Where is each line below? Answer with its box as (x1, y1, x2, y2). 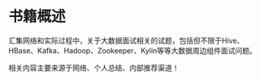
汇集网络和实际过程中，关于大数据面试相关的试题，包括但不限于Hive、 (8, 36, 245, 45)
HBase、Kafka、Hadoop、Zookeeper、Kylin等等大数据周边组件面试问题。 (8, 45, 258, 55)
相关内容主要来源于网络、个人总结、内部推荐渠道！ (8, 62, 180, 73)
